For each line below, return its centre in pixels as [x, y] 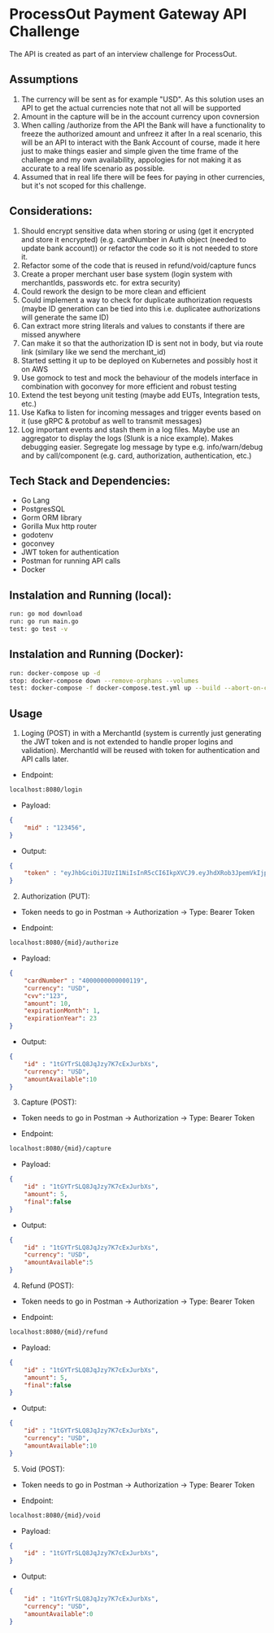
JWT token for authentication [70, 552]
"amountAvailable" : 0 [59, 1614]
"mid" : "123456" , [55, 827]
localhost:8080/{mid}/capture [61, 1149]
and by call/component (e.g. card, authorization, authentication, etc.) [136, 455]
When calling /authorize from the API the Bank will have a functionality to [143, 125]
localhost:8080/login [46, 790]
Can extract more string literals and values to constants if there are [133, 325]
